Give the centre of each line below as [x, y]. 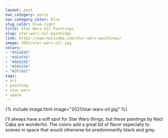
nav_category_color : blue [32, 19]
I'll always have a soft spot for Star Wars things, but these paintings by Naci [84, 119]
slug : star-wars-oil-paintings [38, 33]
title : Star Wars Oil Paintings [39, 29]
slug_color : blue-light [30, 24]
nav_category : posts [27, 15]
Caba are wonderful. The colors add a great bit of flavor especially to [77, 124]
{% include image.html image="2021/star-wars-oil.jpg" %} [66, 109]
